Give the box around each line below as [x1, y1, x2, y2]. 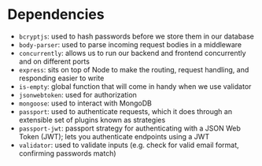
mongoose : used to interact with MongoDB [18, 98, 153, 108]
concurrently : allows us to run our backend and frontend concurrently [18, 48, 246, 57]
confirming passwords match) [18, 148, 116, 158]
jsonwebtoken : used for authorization [18, 90, 137, 99]
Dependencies [7, 6, 105, 24]
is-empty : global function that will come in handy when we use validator [18, 81, 252, 91]
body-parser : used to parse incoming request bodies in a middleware [18, 39, 242, 49]
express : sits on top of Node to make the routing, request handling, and [18, 65, 249, 74]
